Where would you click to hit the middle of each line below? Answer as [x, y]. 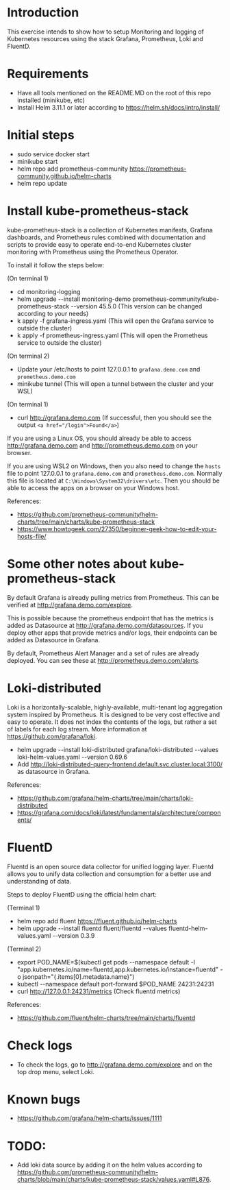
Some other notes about [77, 564]
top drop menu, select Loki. [55, 1071]
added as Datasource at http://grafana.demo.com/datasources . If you [105, 625]
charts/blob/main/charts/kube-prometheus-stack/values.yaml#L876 [113, 1180]
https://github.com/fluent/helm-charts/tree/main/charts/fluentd [106, 1018]
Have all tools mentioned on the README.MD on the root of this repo [114, 93]
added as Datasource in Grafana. [54, 640]
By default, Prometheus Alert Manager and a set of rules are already [103, 653]
